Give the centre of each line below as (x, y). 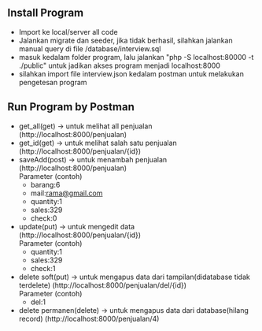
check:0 (44, 218)
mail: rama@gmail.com (66, 193)
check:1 (43, 268)
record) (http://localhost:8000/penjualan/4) (89, 318)
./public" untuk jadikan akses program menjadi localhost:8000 (120, 65)
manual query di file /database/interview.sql (90, 48)
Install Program (46, 13)
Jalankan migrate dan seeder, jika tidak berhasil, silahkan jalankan (125, 40)
